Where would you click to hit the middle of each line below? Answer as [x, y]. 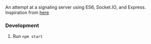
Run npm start [28, 36]
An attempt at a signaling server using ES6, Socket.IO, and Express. [75, 7]
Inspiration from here [27, 12]
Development [22, 25]
